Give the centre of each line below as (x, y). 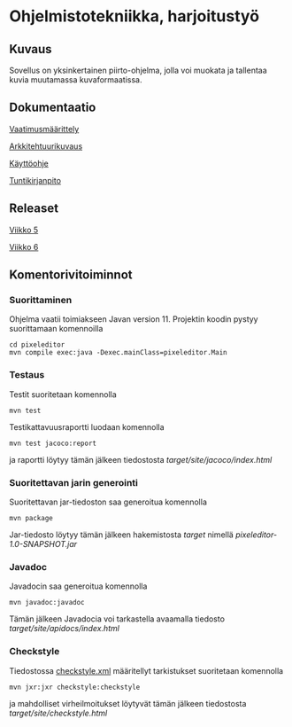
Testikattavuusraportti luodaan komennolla (87, 426)
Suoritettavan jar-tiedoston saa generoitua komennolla (108, 502)
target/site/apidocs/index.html (64, 629)
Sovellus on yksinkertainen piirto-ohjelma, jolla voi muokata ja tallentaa (138, 70)
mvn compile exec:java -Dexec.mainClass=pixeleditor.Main (118, 353)
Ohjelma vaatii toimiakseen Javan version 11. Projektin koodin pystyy (134, 319)
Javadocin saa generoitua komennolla (78, 586)
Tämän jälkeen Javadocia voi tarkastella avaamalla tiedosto (117, 619)
